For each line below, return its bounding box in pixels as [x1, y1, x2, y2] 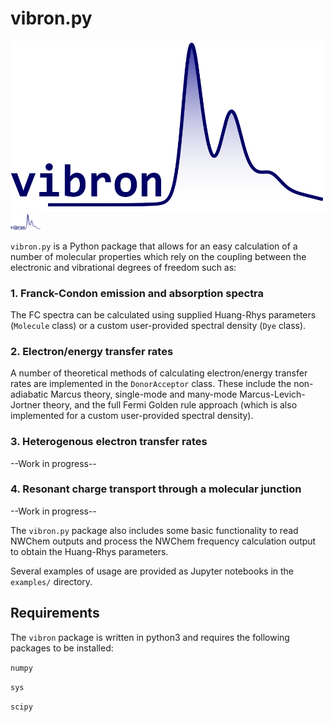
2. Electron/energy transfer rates [10, 344, 174, 358]
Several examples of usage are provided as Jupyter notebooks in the [10, 565, 295, 577]
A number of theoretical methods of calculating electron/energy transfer [10, 367, 308, 379]
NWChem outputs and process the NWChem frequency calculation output [10, 535, 317, 547]
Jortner [10, 399, 42, 411]
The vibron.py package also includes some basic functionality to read [10, 524, 299, 536]
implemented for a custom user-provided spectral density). [10, 410, 254, 422]
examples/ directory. [10, 575, 93, 587]
